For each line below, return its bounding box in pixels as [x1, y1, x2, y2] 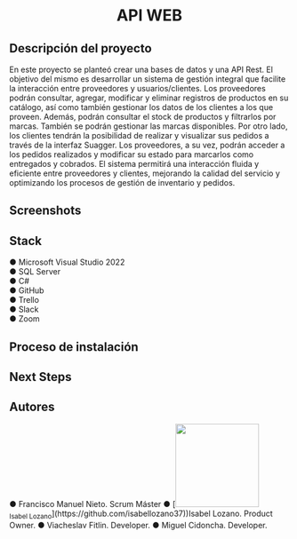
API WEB [116, 5, 183, 26]
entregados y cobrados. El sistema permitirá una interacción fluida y [9, 159, 260, 169]
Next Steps [9, 369, 72, 384]
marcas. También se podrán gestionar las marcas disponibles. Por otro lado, [9, 121, 288, 131]
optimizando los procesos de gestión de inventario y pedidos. [9, 178, 236, 187]
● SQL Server [9, 266, 60, 277]
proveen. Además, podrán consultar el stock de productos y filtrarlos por [9, 112, 277, 122]
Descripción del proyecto [9, 41, 153, 56]
